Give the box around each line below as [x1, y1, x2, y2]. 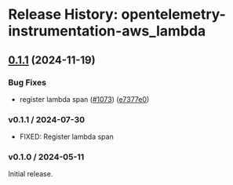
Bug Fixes [8, 77, 47, 88]
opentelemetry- [121, 5, 226, 24]
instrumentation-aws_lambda [8, 22, 206, 40]
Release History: [8, 5, 118, 24]
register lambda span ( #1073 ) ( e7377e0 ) [19, 94, 150, 103]
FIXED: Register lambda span [19, 132, 114, 142]
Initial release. [8, 169, 53, 179]
